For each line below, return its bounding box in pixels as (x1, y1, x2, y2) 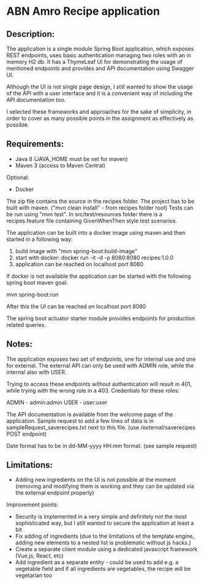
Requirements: (6, 139, 64, 149)
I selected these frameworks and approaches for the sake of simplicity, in (6, 108, 192, 115)
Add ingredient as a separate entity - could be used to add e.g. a (15, 559, 179, 566)
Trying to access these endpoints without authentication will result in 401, (6, 380, 192, 388)
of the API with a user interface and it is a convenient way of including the (6, 90, 193, 96)
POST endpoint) (6, 430, 47, 438)
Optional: (6, 173, 29, 181)
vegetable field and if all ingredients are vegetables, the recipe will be (15, 565, 191, 573)
